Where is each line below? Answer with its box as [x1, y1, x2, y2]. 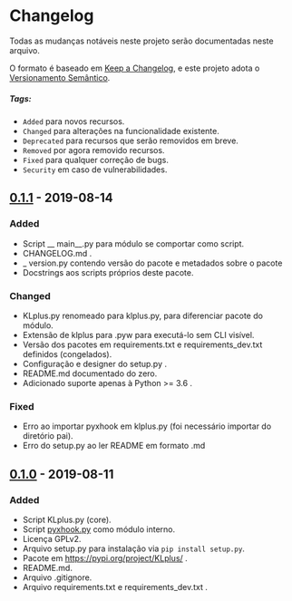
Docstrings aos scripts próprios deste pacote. [22, 267, 194, 277]
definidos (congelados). [22, 348, 112, 359]
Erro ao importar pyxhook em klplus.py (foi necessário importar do [22, 421, 272, 431]
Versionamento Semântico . [9, 72, 111, 82]
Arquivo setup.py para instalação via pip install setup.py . [22, 543, 245, 554]
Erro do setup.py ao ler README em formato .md [22, 441, 206, 451]
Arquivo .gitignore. [22, 572, 92, 583]
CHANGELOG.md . [22, 247, 92, 258]
